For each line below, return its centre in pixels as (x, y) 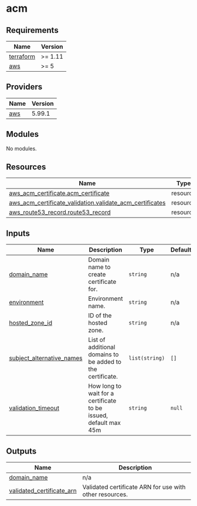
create (97, 274)
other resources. (105, 494)
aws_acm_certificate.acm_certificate (59, 193)
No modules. (21, 148)
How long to (105, 386)
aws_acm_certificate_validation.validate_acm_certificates (87, 203)
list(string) (147, 358)
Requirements (32, 30)
